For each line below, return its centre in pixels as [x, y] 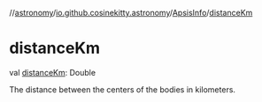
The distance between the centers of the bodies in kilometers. [123, 89]
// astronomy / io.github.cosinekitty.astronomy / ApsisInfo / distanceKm [131, 13]
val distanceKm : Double [52, 72]
